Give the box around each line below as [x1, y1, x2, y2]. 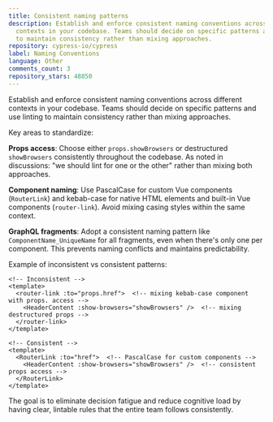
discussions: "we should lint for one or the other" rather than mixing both [8, 160, 253, 170]
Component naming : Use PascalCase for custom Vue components [8, 184, 233, 195]
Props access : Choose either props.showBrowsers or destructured [8, 143, 228, 153]
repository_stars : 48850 [8, 72, 93, 80]
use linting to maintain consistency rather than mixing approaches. [8, 111, 232, 122]
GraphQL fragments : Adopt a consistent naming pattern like [8, 226, 210, 236]
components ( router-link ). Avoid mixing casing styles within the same [8, 202, 245, 212]
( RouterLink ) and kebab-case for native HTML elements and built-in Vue [8, 193, 251, 203]
